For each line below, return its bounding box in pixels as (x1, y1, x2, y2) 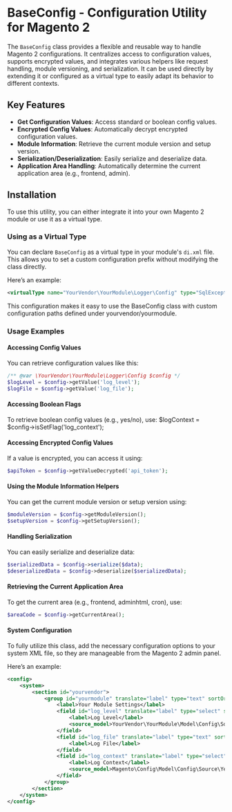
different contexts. (7, 79, 60, 87)
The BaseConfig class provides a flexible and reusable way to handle (7, 42, 202, 50)
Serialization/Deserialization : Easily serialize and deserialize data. (17, 154, 207, 163)
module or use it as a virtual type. (7, 214, 102, 223)
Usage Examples (7, 326, 65, 336)
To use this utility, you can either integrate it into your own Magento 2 (7, 207, 204, 216)
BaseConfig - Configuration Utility (7, 5, 207, 21)
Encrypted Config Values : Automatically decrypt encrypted (17, 124, 188, 133)
